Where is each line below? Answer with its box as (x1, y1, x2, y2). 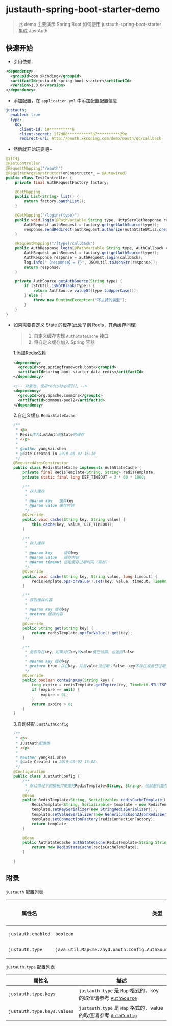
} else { (24, 293, 43, 298)
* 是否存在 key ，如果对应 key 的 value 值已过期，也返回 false (24, 649, 135, 654)
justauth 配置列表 (6, 889, 44, 895)
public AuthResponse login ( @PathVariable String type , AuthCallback (15, 246, 164, 251)
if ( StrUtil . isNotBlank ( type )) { (24, 283, 95, 289)
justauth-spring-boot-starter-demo (6, 4, 160, 15)
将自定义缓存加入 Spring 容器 (33, 339, 95, 345)
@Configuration (13, 769, 46, 774)
